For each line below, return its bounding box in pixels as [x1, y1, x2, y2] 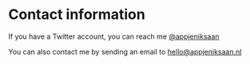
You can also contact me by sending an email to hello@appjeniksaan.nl [8, 47, 242, 56]
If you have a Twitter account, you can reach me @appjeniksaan [8, 32, 220, 41]
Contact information [8, 6, 145, 24]
